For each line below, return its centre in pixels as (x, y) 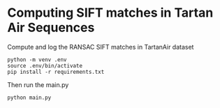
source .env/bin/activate (45, 65)
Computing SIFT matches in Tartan (110, 13)
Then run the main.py (38, 84)
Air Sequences (51, 28)
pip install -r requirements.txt (56, 72)
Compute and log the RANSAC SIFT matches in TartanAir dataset (101, 47)
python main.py (29, 98)
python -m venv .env (37, 60)
